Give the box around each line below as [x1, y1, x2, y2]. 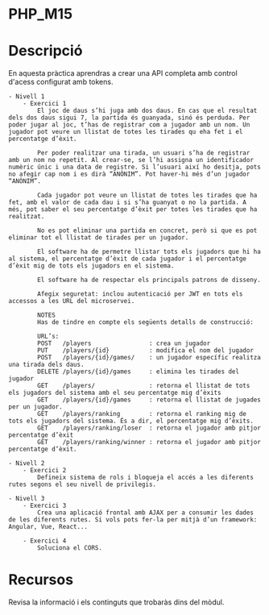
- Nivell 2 [8, 459, 45, 467]
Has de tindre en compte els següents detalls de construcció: [37, 318, 254, 326]
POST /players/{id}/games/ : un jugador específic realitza [37, 354, 262, 362]
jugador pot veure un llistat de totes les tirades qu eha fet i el [8, 128, 243, 136]
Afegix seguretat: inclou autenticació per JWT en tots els [37, 290, 243, 298]
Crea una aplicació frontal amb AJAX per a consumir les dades [37, 509, 254, 517]
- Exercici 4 [23, 537, 67, 545]
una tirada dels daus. [8, 360, 85, 369]
